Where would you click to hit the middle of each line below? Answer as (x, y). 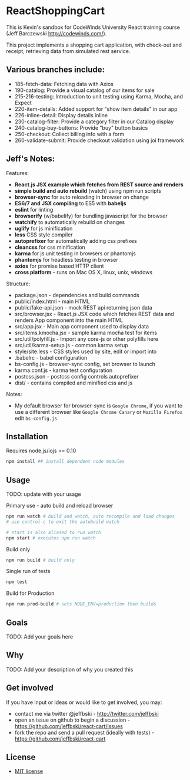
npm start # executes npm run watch (51, 538)
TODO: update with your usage (44, 494)
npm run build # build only (41, 560)
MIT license (29, 771)
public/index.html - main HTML (52, 301)
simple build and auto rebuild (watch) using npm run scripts (88, 190)
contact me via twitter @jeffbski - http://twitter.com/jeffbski (86, 713)
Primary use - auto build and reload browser (60, 506)
